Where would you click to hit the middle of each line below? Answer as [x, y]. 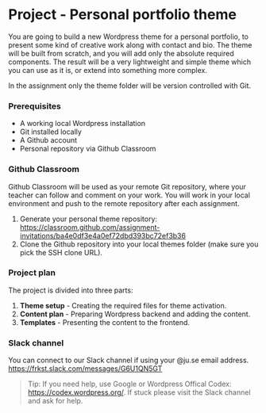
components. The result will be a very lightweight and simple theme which [130, 62]
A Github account [48, 140]
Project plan [32, 273]
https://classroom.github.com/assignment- [90, 227]
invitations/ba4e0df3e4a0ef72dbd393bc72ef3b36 [103, 235]
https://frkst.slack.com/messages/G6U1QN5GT [85, 369]
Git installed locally [50, 132]
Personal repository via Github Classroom [88, 149]
